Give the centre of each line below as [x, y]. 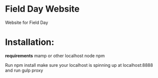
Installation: [30, 42]
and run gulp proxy [24, 70]
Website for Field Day [27, 22]
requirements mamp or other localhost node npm [55, 56]
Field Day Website [42, 9]
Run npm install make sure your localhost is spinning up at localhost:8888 [79, 65]
